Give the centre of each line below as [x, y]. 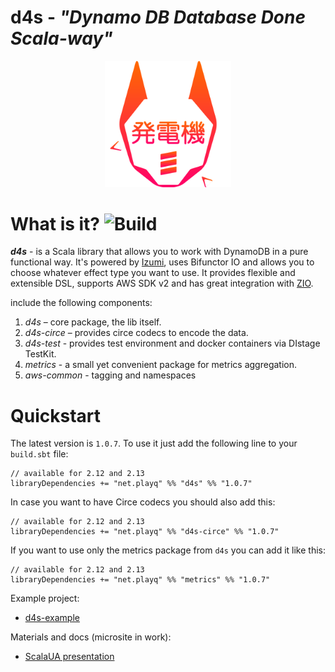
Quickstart [56, 415]
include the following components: [81, 303]
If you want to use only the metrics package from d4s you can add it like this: [168, 550]
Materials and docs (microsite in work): [91, 637]
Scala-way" [61, 38]
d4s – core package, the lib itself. [93, 322]
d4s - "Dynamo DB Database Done [158, 17]
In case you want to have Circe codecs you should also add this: [143, 502]
